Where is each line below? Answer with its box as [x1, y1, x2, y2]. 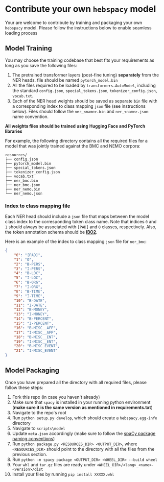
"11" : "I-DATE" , [14, 303, 47, 308]
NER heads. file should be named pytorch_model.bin [12, 77, 118, 83]
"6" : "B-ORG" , [14, 280, 43, 285]
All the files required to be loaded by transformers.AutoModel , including [12, 82, 156, 88]
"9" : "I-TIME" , [14, 293, 45, 298]
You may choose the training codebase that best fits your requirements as [5, 57, 155, 63]
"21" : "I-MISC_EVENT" [14, 348, 58, 353]
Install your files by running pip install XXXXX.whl [12, 471, 115, 477]
